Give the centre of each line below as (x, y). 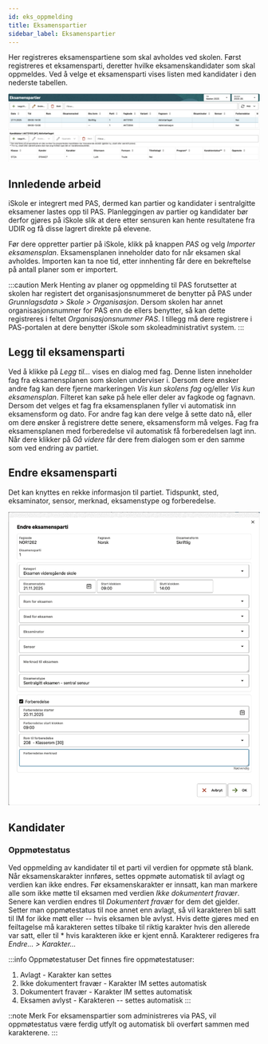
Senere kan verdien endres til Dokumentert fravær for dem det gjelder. (124, 901)
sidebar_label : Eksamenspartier (62, 33)
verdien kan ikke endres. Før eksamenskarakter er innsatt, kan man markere (133, 884)
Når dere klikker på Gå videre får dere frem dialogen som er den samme (127, 439)
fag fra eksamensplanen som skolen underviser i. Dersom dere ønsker (124, 380)
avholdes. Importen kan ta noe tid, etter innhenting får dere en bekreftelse (130, 261)
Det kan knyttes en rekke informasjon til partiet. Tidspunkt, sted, (114, 492)
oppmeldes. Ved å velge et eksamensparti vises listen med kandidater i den (132, 74)
